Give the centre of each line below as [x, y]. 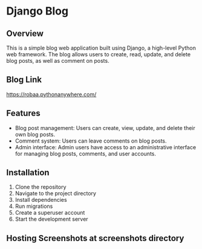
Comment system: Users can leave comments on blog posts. [91, 141]
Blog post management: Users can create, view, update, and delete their [105, 128]
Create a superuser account [50, 213]
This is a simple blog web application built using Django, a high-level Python [101, 48]
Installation [28, 173]
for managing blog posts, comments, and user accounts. [85, 154]
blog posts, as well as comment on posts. [58, 61]
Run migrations [34, 206]
